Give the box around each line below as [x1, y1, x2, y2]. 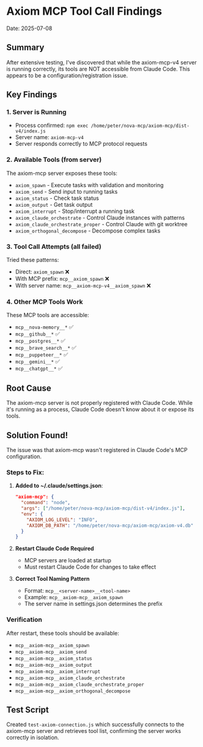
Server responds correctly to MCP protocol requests [15, 140, 148, 148]
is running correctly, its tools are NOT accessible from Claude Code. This [6, 65, 191, 72]
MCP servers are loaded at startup [24, 557, 111, 564]
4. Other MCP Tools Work [6, 297, 84, 306]
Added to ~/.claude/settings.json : [15, 482, 103, 489]
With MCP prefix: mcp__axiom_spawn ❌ [15, 275, 109, 283]
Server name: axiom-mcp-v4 [15, 134, 84, 141]
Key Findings [6, 90, 57, 100]
